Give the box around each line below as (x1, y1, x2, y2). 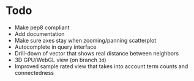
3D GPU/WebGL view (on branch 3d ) (14, 56, 106, 63)
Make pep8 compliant (14, 24, 70, 31)
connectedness (14, 69, 54, 76)
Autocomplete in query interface (14, 43, 97, 51)
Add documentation (14, 30, 65, 37)
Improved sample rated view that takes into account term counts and (14, 62, 188, 70)
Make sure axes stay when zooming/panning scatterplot (14, 37, 157, 44)
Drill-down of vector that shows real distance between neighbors (14, 49, 179, 57)
